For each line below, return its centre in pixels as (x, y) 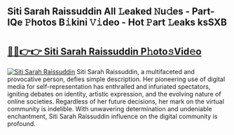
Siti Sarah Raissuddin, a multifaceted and (136, 72)
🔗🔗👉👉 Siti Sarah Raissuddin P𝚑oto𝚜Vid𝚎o (104, 51)
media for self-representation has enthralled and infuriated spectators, (109, 86)
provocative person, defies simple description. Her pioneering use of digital (116, 79)
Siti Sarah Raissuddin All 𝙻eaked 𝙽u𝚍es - (99, 12)
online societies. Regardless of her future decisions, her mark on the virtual (116, 101)
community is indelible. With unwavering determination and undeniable (110, 109)
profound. (22, 124)
